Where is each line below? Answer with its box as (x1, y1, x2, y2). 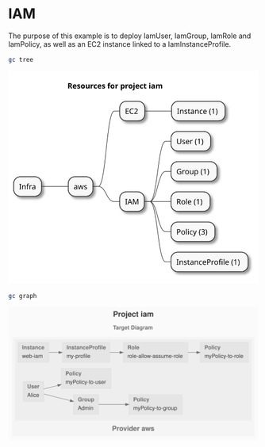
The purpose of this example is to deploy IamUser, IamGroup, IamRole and (8, 31, 252, 40)
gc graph (8, 292, 37, 300)
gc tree (8, 55, 34, 63)
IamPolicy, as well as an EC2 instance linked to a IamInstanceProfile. (8, 39, 232, 48)
